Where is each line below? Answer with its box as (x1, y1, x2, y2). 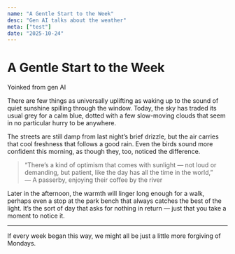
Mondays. (7, 239, 36, 248)
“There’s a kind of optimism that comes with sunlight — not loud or (24, 161, 217, 169)
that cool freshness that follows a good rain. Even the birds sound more (7, 140, 213, 148)
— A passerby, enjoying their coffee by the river (24, 176, 163, 184)
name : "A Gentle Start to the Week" (7, 10, 114, 17)
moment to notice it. (7, 211, 65, 220)
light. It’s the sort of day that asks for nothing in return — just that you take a (7, 204, 227, 213)
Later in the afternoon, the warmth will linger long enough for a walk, (7, 190, 205, 198)
